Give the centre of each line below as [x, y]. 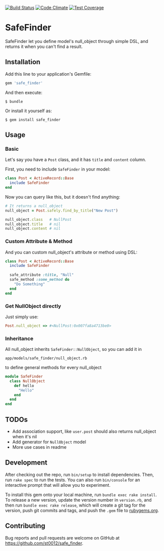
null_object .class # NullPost [38, 219]
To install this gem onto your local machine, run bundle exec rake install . [81, 495]
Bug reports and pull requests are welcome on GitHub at [62, 538]
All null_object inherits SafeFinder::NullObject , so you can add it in [73, 349]
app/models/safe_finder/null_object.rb [46, 358]
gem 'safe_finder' [24, 83]
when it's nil [24, 437]
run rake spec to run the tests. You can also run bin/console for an [73, 480]
